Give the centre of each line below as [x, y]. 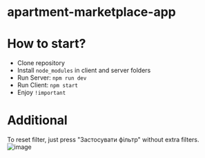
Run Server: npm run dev [52, 78]
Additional [37, 120]
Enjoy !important [41, 93]
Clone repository [41, 63]
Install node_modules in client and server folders [84, 71]
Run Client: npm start [47, 85]
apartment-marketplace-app [91, 12]
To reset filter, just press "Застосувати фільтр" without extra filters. [103, 140]
